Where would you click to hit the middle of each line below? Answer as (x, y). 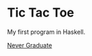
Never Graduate (30, 45)
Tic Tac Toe (41, 13)
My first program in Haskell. (46, 32)
